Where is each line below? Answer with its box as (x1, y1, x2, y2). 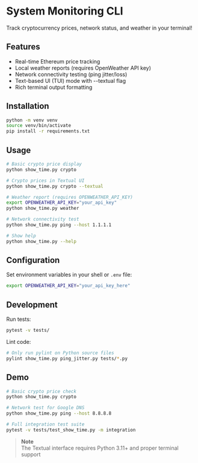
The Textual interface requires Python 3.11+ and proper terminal (20, 444, 179, 452)
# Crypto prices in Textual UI (6, 177, 85, 184)
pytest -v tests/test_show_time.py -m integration (6, 427, 136, 433)
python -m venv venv (6, 117, 58, 123)
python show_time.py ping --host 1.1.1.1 (6, 222, 112, 228)
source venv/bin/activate (6, 123, 71, 129)
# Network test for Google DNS (6, 405, 85, 411)
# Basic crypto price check (6, 388, 77, 394)
